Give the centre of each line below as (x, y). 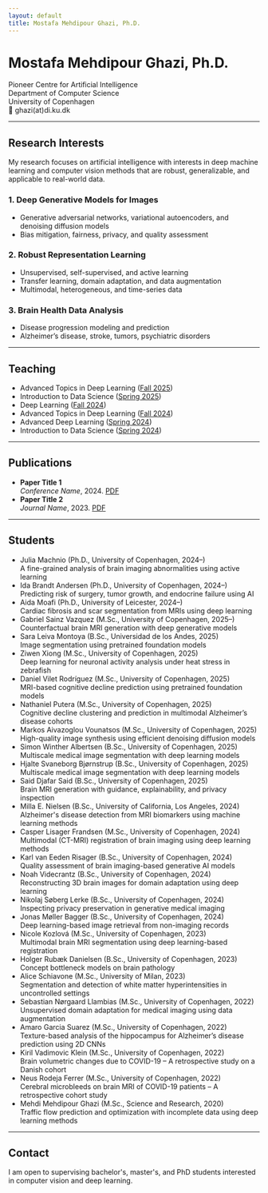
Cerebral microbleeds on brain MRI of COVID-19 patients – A (119, 1086)
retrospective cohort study (63, 1095)
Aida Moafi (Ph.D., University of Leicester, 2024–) (101, 602)
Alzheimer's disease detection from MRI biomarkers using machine (130, 814)
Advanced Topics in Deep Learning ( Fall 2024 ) (97, 413)
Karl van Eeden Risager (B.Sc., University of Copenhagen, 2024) (126, 857)
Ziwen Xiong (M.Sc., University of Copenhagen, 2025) (109, 653)
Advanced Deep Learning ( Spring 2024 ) (86, 421)
